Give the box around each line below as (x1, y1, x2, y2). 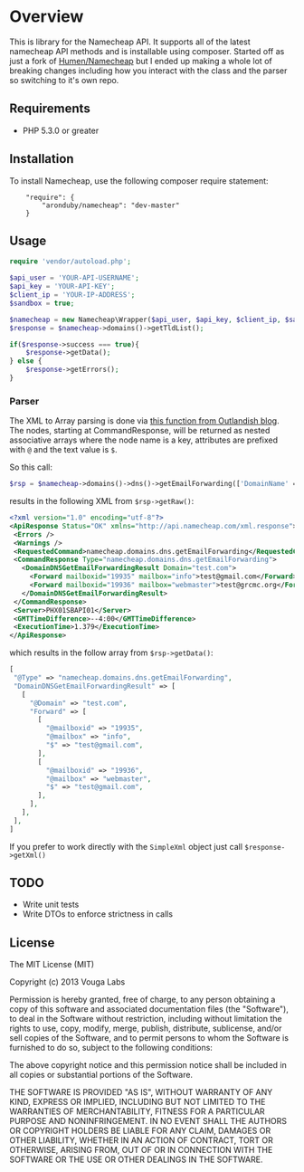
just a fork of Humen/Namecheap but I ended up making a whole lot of (9, 55, 273, 66)
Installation (9, 151, 74, 167)
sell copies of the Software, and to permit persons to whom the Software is (9, 1033, 290, 1043)
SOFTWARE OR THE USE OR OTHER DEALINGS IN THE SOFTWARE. (9, 1154, 263, 1165)
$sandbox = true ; (9, 299, 75, 308)
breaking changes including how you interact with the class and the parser (9, 65, 288, 76)
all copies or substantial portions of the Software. (9, 1070, 193, 1081)
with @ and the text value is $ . (9, 444, 118, 455)
